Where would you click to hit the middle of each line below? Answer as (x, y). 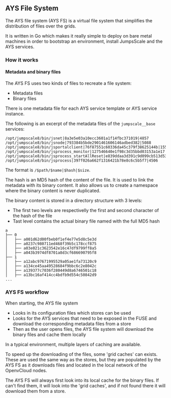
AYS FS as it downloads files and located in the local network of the (76, 365)
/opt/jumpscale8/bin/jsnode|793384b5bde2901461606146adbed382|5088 (78, 143)
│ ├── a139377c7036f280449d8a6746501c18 (51, 270)
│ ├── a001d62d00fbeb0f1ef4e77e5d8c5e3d (51, 239)
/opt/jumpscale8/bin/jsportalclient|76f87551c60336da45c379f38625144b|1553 (87, 147)
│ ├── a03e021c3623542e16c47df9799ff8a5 (51, 248)
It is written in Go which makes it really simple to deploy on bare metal (79, 36)
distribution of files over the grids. (41, 26)
